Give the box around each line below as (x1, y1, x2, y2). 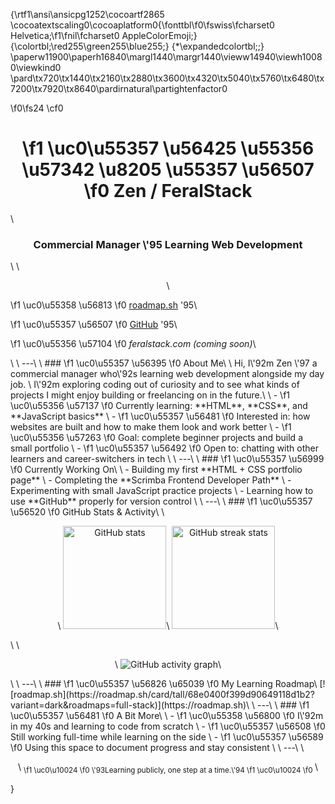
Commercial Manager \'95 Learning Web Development (33, 237, 303, 251)
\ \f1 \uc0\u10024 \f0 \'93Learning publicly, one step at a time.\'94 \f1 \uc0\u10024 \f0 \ (17, 761, 319, 776)
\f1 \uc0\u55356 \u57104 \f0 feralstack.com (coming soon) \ (10, 338, 257, 350)
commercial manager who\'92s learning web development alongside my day (10, 368, 325, 380)
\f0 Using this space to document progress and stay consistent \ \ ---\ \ (10, 742, 305, 754)
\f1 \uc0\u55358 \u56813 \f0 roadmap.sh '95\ (10, 299, 198, 311)
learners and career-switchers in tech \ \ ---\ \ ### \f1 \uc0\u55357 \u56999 (10, 453, 325, 465)
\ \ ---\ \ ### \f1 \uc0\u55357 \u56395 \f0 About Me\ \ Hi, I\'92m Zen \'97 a (10, 357, 318, 369)
